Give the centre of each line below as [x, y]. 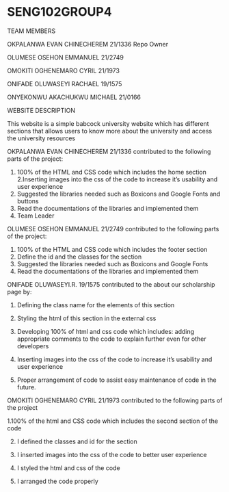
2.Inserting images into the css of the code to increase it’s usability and [117, 179]
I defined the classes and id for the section [77, 441]
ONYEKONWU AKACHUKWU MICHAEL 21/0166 [74, 97]
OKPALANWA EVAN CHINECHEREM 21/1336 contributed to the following [109, 151]
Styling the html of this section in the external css [86, 318]
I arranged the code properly [58, 481]
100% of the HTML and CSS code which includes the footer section [112, 249]
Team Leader [36, 216]
